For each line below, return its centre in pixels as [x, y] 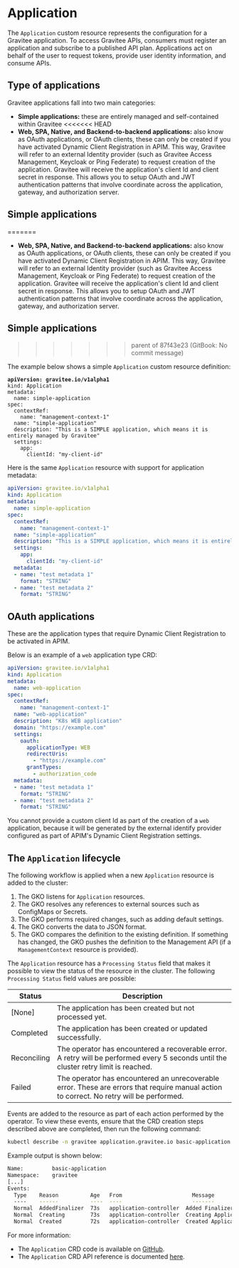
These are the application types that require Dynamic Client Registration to [117, 634]
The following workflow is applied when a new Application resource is [111, 875]
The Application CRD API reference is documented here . [101, 1256]
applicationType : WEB [58, 748]
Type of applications [54, 86]
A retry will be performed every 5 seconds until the [142, 1058]
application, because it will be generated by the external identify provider [115, 828]
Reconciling [31, 1058]
